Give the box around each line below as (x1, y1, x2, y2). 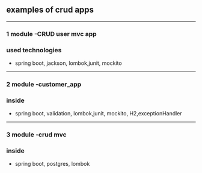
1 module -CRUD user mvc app (6, 29, 97, 38)
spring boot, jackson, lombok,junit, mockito (14, 59, 122, 67)
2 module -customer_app (6, 80, 82, 88)
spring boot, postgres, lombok (14, 160, 90, 168)
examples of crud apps (6, 5, 94, 15)
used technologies (6, 46, 62, 54)
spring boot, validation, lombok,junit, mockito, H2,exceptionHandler (14, 110, 182, 117)
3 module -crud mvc (6, 130, 67, 139)
